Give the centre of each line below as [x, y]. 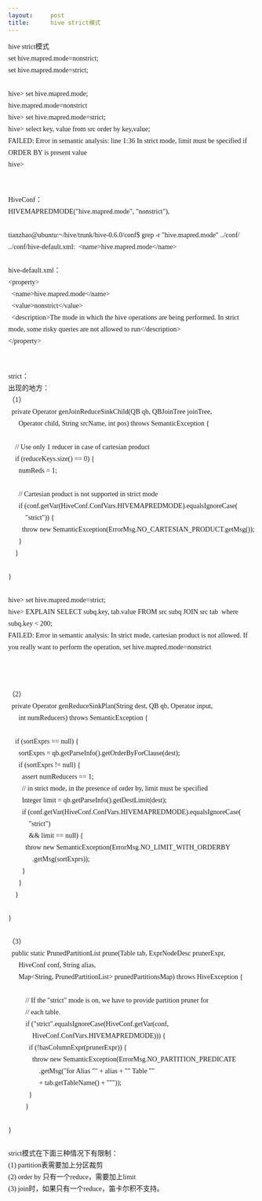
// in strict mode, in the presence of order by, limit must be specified [115, 788]
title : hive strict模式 [55, 23]
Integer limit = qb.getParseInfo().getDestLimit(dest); [95, 800]
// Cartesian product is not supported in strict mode [88, 494]
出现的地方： [29, 388]
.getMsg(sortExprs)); [61, 859]
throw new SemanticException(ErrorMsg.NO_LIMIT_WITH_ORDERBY [128, 847]
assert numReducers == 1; [58, 777]
